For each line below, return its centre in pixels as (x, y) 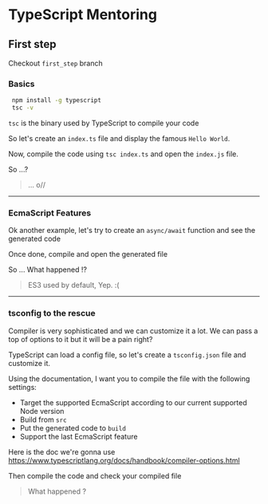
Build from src (43, 419)
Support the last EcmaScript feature (79, 436)
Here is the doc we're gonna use (62, 451)
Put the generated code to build (73, 427)
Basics (22, 84)
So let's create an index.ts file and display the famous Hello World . (119, 139)
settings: (23, 387)
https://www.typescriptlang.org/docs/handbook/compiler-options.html (124, 460)
